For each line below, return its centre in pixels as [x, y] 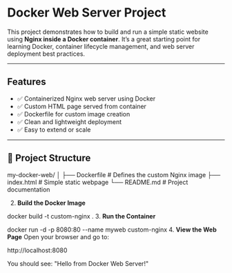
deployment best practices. [46, 54]
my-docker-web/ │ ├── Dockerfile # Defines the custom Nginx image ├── [114, 174]
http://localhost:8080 [37, 250]
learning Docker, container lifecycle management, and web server [101, 46]
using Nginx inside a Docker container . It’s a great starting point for [104, 39]
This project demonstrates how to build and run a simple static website [108, 32]
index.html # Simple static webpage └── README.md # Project [98, 182]
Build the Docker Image [51, 203]
